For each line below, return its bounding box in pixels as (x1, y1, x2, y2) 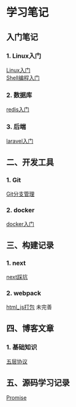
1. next (6, 258, 26, 267)
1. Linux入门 (6, 51, 42, 60)
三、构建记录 (6, 240, 54, 250)
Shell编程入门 (6, 74, 40, 81)
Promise (6, 394, 27, 401)
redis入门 (6, 106, 30, 113)
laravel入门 (6, 138, 34, 145)
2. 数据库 (6, 91, 33, 99)
